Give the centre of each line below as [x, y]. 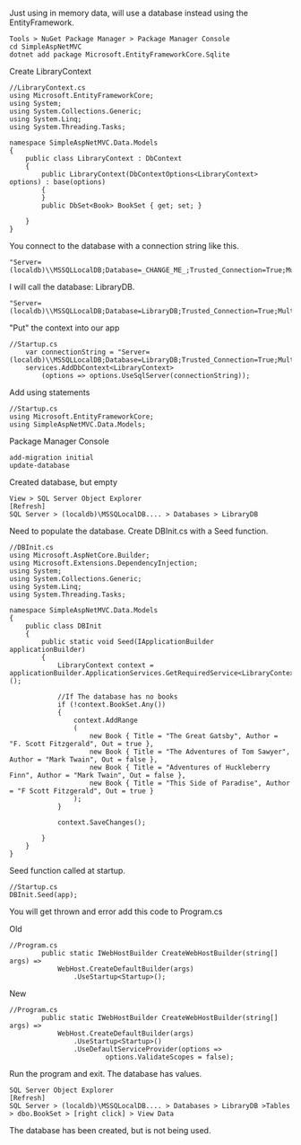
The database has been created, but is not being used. [110, 1130]
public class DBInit [64, 626]
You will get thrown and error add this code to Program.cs [116, 912]
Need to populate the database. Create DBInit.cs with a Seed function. [139, 531]
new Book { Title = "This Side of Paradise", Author [190, 783]
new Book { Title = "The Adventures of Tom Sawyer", [190, 752]
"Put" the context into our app [64, 328]
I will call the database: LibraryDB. [72, 287]
